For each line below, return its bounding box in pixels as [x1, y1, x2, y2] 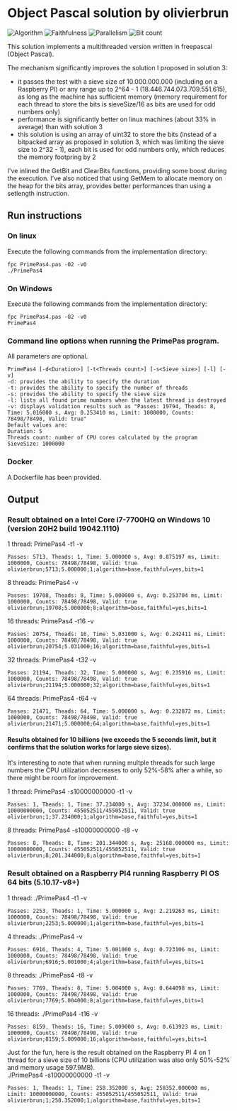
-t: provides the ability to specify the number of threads [7, 385, 189, 392]
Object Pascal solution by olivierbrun [7, 5, 229, 21]
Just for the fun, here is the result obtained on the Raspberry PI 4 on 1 [7, 1048, 211, 1056]
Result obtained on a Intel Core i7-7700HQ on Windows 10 [7, 515, 211, 525]
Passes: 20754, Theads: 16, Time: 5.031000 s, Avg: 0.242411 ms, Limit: [7, 630, 226, 638]
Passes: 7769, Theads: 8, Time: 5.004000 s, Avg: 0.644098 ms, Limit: [7, 985, 220, 992]
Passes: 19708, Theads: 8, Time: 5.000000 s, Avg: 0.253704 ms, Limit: [7, 592, 223, 599]
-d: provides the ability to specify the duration [7, 378, 160, 385]
